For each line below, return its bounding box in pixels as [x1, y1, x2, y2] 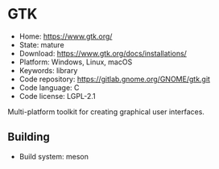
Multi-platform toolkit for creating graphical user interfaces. [7, 106, 205, 117]
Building [7, 130, 50, 144]
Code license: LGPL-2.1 [19, 91, 96, 101]
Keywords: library [19, 65, 78, 75]
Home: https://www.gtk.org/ [19, 31, 113, 41]
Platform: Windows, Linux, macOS [19, 57, 133, 67]
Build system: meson [19, 151, 89, 161]
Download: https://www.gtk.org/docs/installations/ [19, 48, 187, 58]
